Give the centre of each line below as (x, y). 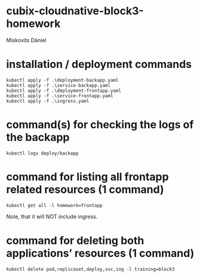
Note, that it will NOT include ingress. (52, 217)
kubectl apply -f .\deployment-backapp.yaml (62, 80)
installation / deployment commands (99, 64)
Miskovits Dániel (26, 40)
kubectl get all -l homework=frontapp (54, 205)
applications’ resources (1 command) (100, 253)
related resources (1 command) (85, 190)
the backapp (38, 138)
